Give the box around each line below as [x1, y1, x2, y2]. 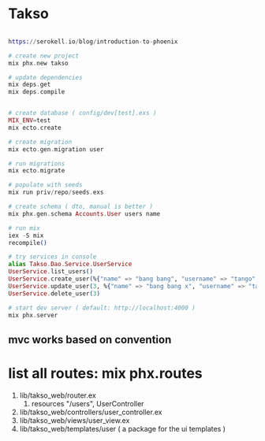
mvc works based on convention [8, 332, 172, 346]
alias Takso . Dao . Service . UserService [8, 261, 132, 269]
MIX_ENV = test [8, 117, 51, 124]
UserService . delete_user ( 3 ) [8, 289, 101, 298]
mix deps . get [8, 80, 51, 89]
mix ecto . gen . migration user [8, 145, 104, 154]
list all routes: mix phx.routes [8, 365, 203, 383]
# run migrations [8, 159, 65, 168]
